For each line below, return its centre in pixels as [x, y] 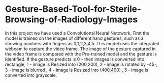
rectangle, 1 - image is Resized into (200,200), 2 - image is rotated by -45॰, [81, 64]
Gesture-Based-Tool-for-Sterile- [73, 9]
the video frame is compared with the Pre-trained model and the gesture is [81, 54]
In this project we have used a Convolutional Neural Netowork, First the [77, 33]
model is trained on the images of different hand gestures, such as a [74, 38]
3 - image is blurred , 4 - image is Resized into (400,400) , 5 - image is [77, 70]
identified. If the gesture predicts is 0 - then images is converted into [75, 59]
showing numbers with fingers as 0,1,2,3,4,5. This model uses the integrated [82, 43]
